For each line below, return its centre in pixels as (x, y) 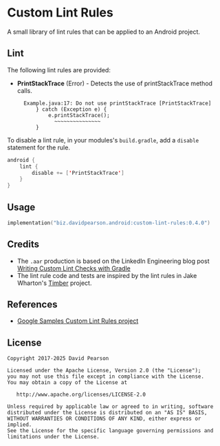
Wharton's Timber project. (54, 283)
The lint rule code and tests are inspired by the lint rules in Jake (107, 275)
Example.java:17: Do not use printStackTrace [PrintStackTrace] (118, 103)
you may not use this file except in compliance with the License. (106, 376)
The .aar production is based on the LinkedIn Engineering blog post (113, 261)
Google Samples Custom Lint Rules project (78, 321)
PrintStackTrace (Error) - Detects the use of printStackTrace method (115, 83)
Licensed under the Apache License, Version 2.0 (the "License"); (104, 371)
